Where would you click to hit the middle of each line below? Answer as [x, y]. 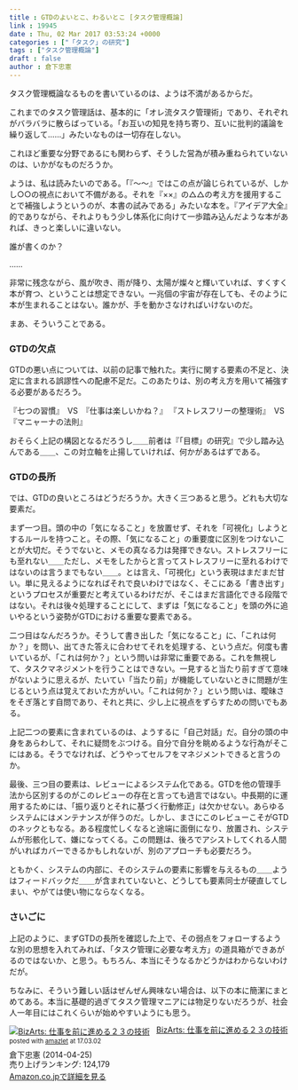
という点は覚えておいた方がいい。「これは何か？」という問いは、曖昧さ [154, 691]
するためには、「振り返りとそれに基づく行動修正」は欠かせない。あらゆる [151, 806]
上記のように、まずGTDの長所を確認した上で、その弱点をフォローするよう [145, 938]
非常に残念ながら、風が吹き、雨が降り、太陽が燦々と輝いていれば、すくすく [149, 282]
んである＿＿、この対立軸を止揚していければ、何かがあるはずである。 [137, 452]
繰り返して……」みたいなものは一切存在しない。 [98, 134]
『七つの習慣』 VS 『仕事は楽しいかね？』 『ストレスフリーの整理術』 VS [147, 411]
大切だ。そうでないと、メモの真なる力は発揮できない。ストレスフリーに [157, 550]
